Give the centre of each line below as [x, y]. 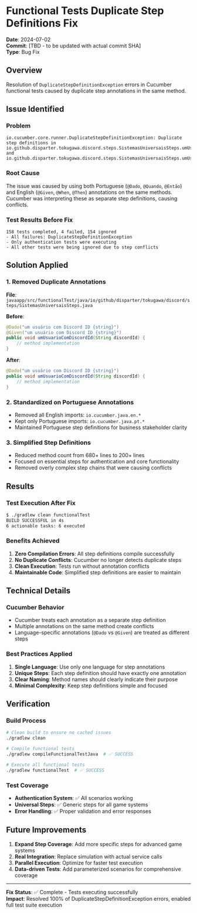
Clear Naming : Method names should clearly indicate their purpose [96, 679]
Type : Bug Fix [23, 52]
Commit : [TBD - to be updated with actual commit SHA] [74, 46]
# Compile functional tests [40, 749]
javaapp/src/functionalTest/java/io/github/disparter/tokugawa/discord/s [98, 300]
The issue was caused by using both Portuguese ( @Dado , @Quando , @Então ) [94, 186]
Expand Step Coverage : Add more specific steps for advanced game [98, 844]
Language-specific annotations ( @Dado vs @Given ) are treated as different [102, 633]
